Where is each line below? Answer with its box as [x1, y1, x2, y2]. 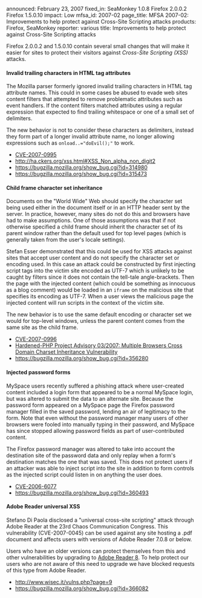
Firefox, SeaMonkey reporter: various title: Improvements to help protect [6, 24, 186, 31]
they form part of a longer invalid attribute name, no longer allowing [6, 133, 175, 140]
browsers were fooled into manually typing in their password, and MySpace [6, 420, 195, 428]
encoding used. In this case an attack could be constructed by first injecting [6, 261, 196, 268]
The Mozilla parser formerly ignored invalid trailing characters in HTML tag [6, 83, 192, 90]
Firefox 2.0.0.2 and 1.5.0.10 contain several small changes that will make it [6, 42, 189, 50]
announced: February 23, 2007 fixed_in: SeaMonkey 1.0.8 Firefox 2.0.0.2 [6, 5, 187, 12]
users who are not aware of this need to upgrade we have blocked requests [6, 560, 195, 567]
